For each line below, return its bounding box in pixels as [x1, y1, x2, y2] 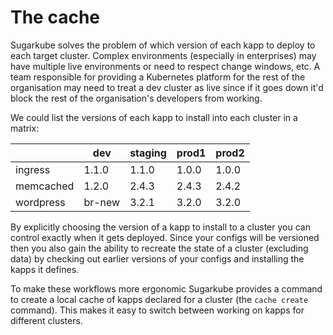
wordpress [15, 195, 66, 209]
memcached [15, 179, 75, 193]
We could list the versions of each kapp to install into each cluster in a [10, 111, 298, 123]
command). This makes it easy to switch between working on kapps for [10, 304, 305, 316]
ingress [15, 162, 51, 176]
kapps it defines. [10, 263, 80, 275]
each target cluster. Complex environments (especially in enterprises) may [10, 49, 317, 61]
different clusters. [10, 314, 83, 326]
